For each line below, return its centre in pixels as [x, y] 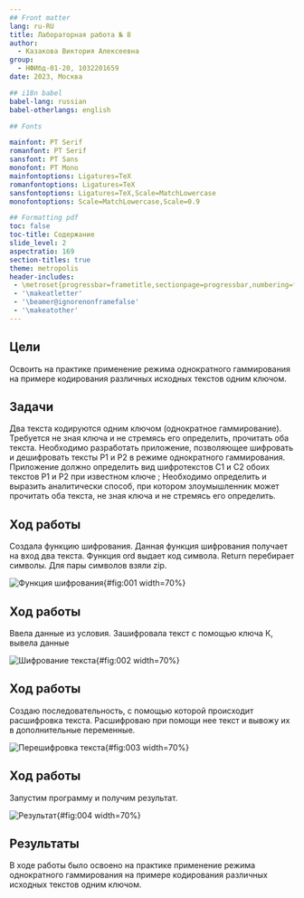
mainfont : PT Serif [46, 143]
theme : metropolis [44, 268]
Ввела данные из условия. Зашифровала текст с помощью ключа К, [141, 633]
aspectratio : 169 [42, 251]
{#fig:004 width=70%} [99, 815]
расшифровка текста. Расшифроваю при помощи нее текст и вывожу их [150, 720]
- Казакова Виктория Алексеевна [79, 52]
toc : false [30, 226]
